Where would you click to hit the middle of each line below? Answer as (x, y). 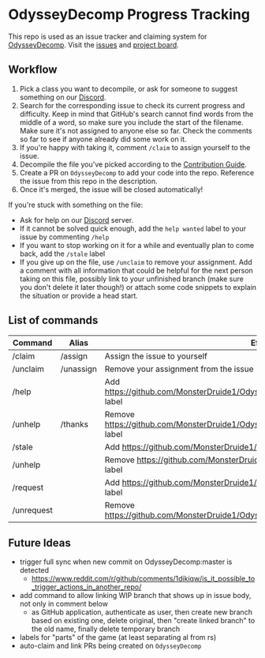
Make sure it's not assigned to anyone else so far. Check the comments (136, 130)
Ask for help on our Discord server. (77, 220)
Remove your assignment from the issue (179, 369)
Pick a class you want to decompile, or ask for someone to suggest (129, 88)
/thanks (75, 424)
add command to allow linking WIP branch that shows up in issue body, (135, 596)
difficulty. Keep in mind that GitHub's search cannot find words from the (136, 114)
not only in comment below (64, 604)
